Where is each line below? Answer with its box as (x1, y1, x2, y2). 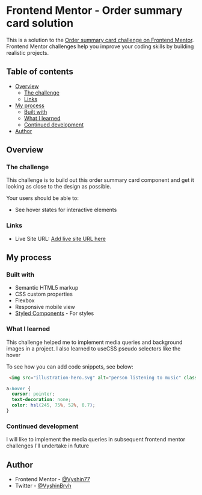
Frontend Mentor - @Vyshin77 (14, 476, 90, 483)
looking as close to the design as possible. (6, 183, 112, 190)
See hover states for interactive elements (14, 206, 117, 214)
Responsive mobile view (14, 304, 75, 311)
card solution (6, 16, 74, 30)
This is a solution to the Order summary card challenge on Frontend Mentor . (6, 36, 194, 43)
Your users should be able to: (6, 195, 79, 202)
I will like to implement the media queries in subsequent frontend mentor (6, 436, 185, 443)
